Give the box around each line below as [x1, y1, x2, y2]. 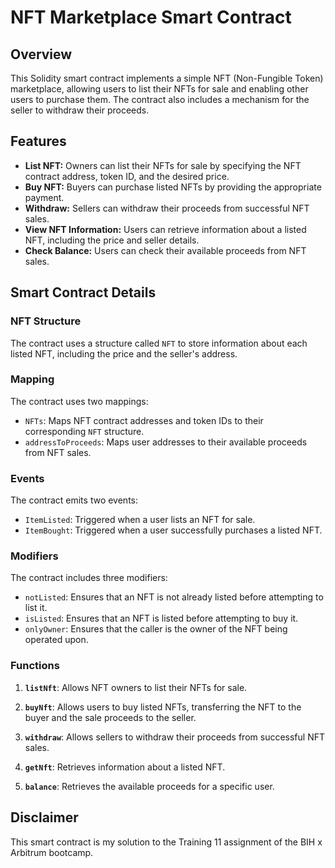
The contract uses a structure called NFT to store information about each [10, 337, 308, 349]
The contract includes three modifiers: [10, 572, 168, 584]
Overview [10, 46, 73, 63]
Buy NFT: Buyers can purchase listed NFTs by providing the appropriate [24, 181, 322, 193]
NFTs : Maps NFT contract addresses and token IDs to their [24, 414, 264, 426]
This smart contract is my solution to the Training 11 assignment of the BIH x [10, 836, 323, 848]
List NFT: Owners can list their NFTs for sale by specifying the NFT [24, 159, 302, 171]
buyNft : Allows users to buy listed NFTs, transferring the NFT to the [24, 701, 302, 713]
